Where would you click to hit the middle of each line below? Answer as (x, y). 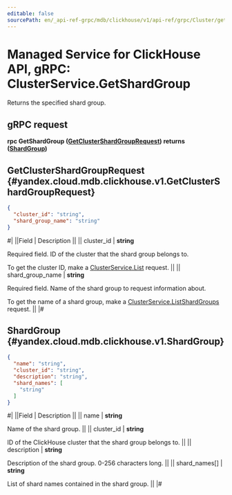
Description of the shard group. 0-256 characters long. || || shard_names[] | (115, 463)
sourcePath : (24, 20)
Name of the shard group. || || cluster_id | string (76, 429)
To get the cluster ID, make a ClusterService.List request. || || (94, 267)
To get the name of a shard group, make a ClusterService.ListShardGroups (113, 301)
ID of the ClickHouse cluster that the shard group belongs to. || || (99, 442)
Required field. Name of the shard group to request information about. (107, 288)
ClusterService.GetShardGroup (99, 83)
